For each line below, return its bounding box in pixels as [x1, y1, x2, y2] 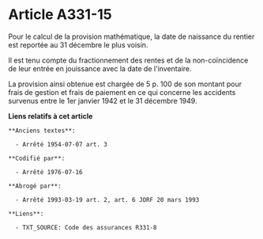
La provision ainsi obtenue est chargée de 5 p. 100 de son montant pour [8, 79, 242, 89]
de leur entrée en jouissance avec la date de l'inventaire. [8, 63, 192, 73]
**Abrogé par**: [8, 182, 62, 190]
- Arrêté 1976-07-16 [15, 168, 83, 176]
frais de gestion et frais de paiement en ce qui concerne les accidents [8, 87, 236, 97]
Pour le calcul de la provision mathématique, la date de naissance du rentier [8, 32, 255, 41]
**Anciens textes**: [8, 127, 77, 135]
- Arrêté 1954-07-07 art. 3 [15, 140, 108, 148]
